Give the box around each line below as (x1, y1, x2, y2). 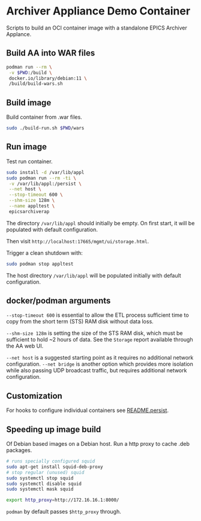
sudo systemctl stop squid (6, 475, 74, 481)
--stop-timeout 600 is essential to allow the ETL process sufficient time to (6, 311, 189, 319)
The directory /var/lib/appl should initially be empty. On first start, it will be (6, 219, 195, 226)
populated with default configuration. (6, 226, 98, 233)
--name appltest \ (8, 203, 55, 209)
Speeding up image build (6, 424, 101, 434)
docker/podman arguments (6, 296, 111, 306)
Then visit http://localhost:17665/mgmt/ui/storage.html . (6, 237, 149, 245)
